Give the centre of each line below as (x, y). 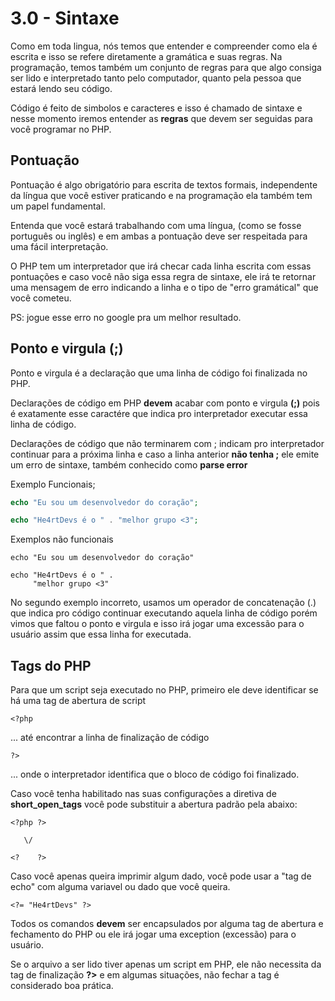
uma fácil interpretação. (59, 246)
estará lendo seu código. (61, 88)
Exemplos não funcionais (62, 539)
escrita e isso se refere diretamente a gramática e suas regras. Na (146, 56)
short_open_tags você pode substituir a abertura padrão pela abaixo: (154, 804)
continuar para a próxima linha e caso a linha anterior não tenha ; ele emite (165, 454)
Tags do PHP (51, 665)
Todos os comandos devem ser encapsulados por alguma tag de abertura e (167, 924)
